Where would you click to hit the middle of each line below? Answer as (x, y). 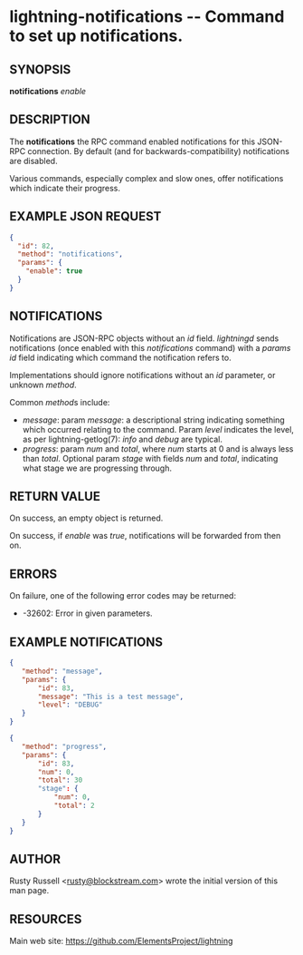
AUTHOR (35, 859)
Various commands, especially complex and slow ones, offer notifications (147, 178)
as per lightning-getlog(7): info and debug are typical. (123, 439)
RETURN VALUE (55, 496)
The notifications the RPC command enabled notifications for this (133, 141)
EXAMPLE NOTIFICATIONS (86, 642)
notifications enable (48, 91)
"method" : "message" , (62, 671)
